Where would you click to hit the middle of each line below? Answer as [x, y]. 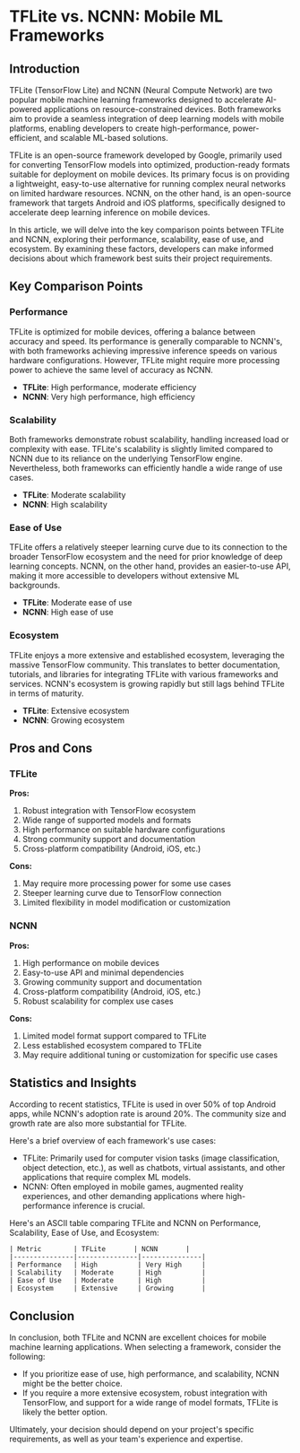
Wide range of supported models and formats [107, 820]
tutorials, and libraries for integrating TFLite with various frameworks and [144, 674]
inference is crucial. [109, 1206]
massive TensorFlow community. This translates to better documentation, [145, 665]
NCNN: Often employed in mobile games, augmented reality [133, 1187]
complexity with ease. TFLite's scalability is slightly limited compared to [141, 448]
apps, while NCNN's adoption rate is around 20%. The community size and [148, 1114]
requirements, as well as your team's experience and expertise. [126, 1439]
